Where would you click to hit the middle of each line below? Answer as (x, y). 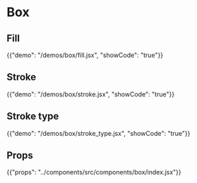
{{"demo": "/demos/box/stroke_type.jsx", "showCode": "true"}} (98, 133)
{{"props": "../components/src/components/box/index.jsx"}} (94, 172)
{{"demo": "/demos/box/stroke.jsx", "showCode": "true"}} (90, 94)
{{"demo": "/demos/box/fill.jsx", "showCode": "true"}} (85, 55)
